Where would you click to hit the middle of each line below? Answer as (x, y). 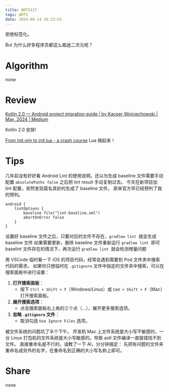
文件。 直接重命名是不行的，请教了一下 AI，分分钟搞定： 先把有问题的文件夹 (84, 344)
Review (21, 100)
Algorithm (27, 66)
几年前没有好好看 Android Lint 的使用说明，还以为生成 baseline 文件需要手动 (84, 176)
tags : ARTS (17, 15)
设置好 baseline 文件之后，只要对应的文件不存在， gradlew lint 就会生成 (81, 236)
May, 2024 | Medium (27, 120)
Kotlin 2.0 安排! (21, 130)
